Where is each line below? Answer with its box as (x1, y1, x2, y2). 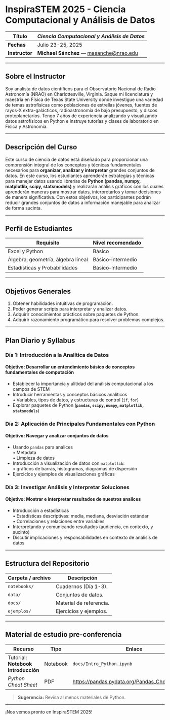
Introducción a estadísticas (12, 507, 69, 513)
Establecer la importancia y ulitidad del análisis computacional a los (12, 381, 153, 387)
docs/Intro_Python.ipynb (72, 661, 133, 667)
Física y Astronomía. (5, 123, 48, 129)
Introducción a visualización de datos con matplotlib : (12, 460, 125, 466)
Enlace (125, 645, 143, 653)
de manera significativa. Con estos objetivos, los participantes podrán (5, 194, 151, 200)
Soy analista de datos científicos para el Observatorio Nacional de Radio (5, 85, 156, 92)
